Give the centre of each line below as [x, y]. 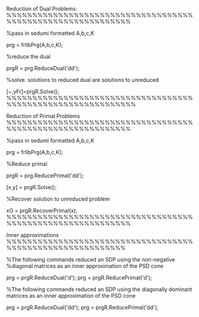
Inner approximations [33, 235]
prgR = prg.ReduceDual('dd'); [43, 68]
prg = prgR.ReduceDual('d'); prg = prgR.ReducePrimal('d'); [79, 278]
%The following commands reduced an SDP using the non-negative [91, 259]
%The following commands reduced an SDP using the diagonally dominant [99, 289]
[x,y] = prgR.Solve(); [32, 187]
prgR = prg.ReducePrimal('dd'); [45, 175]
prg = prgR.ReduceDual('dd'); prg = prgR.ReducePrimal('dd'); [82, 307]
